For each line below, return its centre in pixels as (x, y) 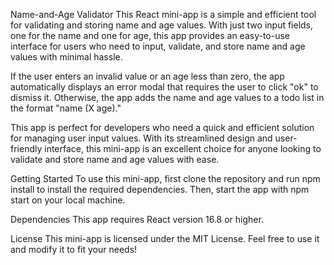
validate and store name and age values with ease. (115, 159)
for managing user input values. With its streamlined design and (141, 138)
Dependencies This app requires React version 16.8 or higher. (137, 219)
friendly (26, 148)
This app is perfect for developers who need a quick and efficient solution (162, 127)
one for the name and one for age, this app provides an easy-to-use (150, 35)
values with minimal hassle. (66, 57)
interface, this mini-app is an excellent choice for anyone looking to (183, 148)
